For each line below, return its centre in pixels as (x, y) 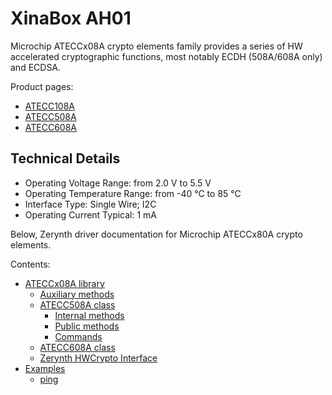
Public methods (87, 326)
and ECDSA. (36, 67)
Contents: (30, 264)
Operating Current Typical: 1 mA (91, 214)
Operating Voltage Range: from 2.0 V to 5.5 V (118, 183)
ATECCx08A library (64, 283)
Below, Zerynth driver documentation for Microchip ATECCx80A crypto (156, 234)
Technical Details (65, 158)
